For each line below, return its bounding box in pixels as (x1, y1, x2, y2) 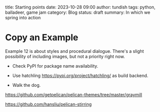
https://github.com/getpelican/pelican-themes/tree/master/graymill (5, 91, 142, 98)
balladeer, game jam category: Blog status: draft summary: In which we (5, 9, 151, 15)
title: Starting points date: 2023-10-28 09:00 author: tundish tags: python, (5, 4, 156, 10)
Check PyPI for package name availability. (12, 63, 99, 69)
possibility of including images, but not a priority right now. (5, 53, 125, 59)
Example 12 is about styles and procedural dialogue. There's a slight (5, 48, 144, 54)
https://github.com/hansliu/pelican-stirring (5, 101, 92, 107)
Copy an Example (5, 32, 78, 43)
